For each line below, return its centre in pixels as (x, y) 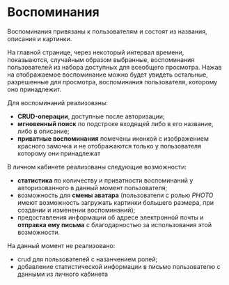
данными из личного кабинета (63, 274)
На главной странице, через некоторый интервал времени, (96, 52)
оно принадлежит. (34, 89)
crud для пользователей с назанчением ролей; (87, 259)
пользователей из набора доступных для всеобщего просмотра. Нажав (114, 67)
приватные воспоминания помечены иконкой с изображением (113, 138)
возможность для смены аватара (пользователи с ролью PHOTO (115, 195)
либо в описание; (43, 131)
